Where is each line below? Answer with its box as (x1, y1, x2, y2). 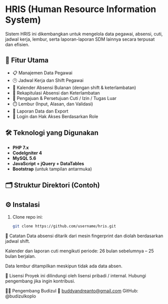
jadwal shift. (5, 238, 30, 244)
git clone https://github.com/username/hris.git (12, 224, 116, 229)
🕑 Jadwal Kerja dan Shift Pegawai (12, 77, 84, 83)
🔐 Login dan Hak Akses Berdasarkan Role (12, 113, 99, 119)
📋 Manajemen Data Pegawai (12, 69, 73, 76)
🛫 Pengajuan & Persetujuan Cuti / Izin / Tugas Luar (12, 95, 117, 101)
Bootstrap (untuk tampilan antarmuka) (12, 166, 92, 172)
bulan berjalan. (5, 253, 36, 259)
